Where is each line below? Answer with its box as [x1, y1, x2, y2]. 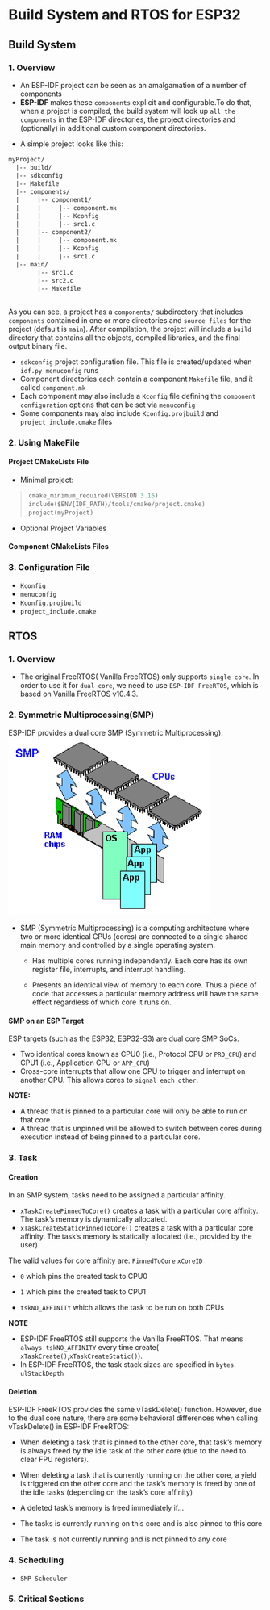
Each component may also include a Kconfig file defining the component [19, 391, 256, 400]
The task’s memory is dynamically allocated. [19, 1214, 168, 1224]
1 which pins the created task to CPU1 [19, 1287, 147, 1297]
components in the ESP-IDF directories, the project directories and [19, 115, 236, 124]
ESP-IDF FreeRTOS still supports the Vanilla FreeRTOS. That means [19, 1334, 243, 1344]
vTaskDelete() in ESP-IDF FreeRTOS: [8, 1422, 130, 1432]
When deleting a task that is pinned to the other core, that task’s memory [19, 1437, 262, 1447]
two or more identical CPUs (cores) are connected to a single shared [19, 931, 248, 941]
